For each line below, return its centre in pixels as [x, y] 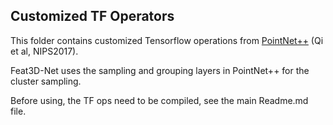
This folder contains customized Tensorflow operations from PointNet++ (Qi [167, 40]
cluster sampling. [46, 81]
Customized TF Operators [92, 16]
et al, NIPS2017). [44, 51]
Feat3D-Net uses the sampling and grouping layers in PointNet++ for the [160, 70]
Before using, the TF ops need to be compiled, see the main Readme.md [159, 100]
